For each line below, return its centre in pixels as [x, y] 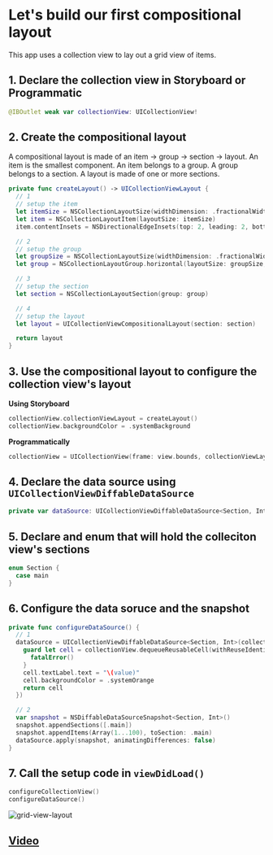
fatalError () [52, 658]
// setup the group [49, 249]
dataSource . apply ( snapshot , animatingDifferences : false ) [116, 740]
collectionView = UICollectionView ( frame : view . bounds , [105, 456]
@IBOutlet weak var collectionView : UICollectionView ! [103, 111]
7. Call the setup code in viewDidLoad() [106, 773]
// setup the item [47, 204]
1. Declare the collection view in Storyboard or [127, 80]
